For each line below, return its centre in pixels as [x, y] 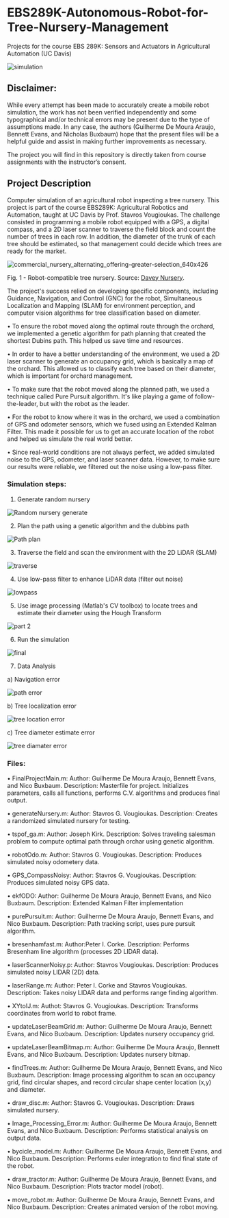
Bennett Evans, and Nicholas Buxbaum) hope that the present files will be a [113, 134]
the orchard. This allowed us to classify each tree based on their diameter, [111, 368]
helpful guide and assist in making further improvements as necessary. [107, 141]
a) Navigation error [33, 679]
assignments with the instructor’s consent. [67, 162]
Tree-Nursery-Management [88, 27]
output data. [24, 1138]
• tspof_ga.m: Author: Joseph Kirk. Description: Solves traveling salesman [111, 834]
